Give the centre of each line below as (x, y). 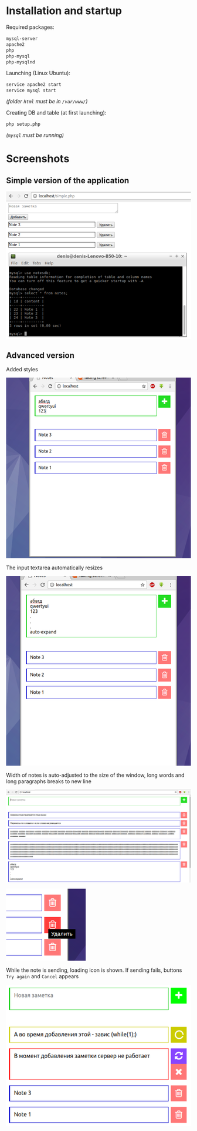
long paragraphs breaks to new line (49, 781)
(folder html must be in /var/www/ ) (47, 101)
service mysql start (31, 90)
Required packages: (30, 27)
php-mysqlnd (21, 62)
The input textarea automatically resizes (55, 568)
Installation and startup (64, 11)
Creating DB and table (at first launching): (56, 112)
